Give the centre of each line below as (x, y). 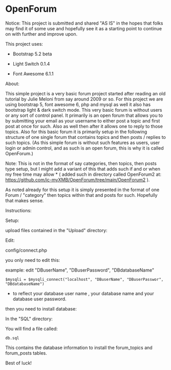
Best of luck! (19, 363)
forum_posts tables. (26, 353)
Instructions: (18, 210)
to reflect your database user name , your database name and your (83, 293)
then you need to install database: (41, 309)
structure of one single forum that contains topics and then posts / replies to (86, 137)
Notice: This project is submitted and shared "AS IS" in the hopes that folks (84, 23)
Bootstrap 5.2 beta (32, 54)
